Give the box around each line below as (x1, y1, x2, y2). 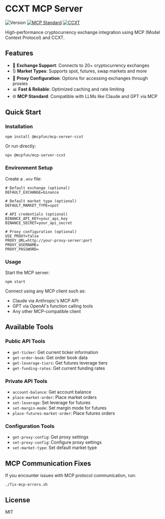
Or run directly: (5, 143, 36, 149)
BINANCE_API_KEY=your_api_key (5, 216, 68, 221)
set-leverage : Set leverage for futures (12, 399, 91, 405)
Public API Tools (5, 338, 46, 345)
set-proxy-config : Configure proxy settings (12, 439, 102, 445)
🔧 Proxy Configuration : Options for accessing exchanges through (12, 75, 148, 81)
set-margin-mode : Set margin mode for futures (12, 405, 107, 411)
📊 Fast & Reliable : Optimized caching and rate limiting (12, 86, 125, 92)
